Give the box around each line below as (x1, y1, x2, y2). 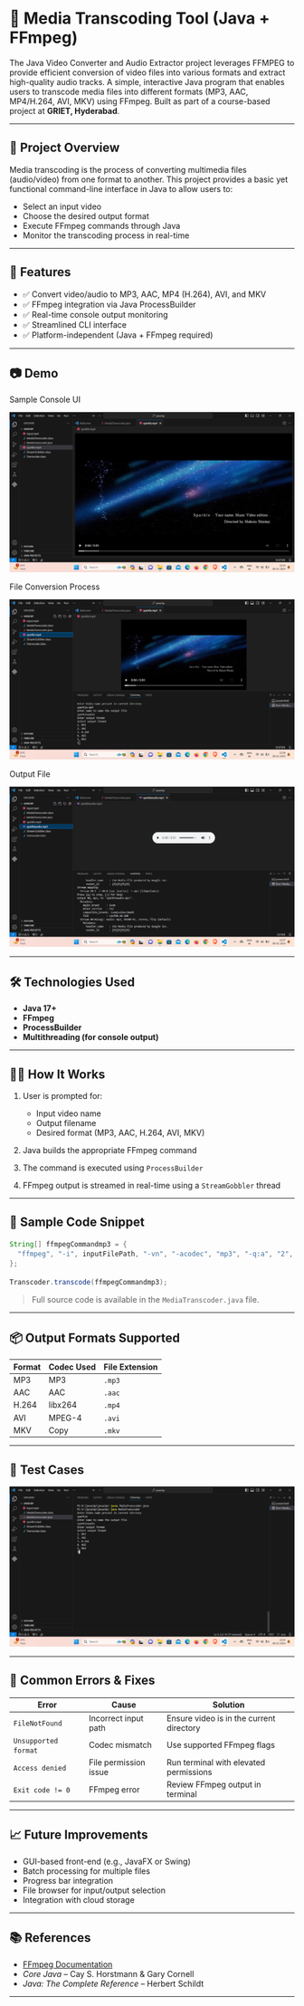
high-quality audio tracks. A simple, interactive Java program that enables (9, 76, 285, 87)
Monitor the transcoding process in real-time (22, 230, 190, 241)
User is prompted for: (22, 1091, 103, 1101)
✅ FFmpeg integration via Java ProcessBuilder (22, 299, 196, 310)
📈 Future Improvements (9, 1828, 148, 1843)
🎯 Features (9, 264, 71, 280)
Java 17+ (22, 1003, 57, 1014)
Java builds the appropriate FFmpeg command (22, 1145, 197, 1155)
